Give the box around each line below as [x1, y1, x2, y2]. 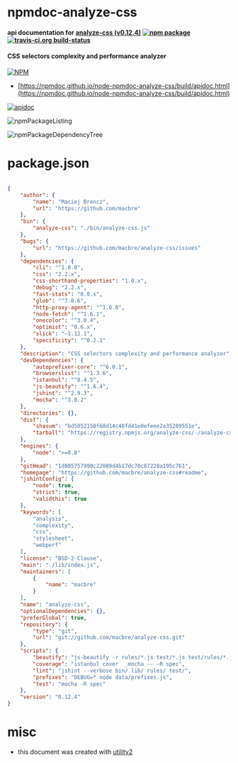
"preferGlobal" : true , [20, 614, 87, 622]
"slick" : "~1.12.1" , [33, 330, 93, 337]
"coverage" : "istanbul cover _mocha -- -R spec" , [33, 660, 186, 668]
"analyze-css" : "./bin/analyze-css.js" [33, 224, 151, 232]
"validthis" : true [33, 495, 87, 503]
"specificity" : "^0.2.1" [33, 337, 106, 345]
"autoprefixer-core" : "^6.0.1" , [33, 363, 129, 370]
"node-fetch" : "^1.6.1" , [33, 310, 106, 318]
